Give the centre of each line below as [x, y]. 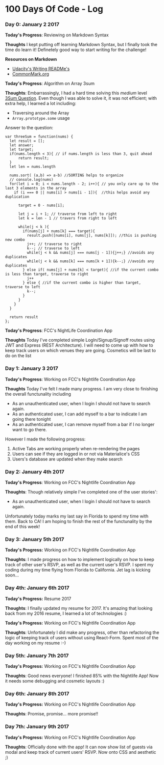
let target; [22, 150]
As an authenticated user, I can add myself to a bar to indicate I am [80, 414]
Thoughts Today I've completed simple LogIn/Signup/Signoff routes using [80, 340]
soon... [12, 575]
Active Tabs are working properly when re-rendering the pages [76, 448]
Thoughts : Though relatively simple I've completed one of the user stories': [81, 492]
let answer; [22, 145]
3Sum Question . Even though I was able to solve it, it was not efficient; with [81, 98]
